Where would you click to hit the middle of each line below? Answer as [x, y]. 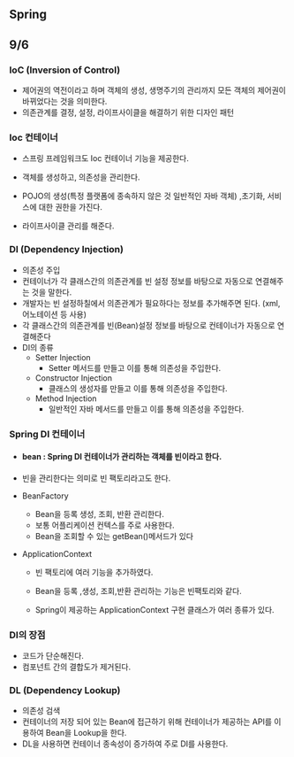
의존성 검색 [41, 711]
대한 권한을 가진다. [71, 207]
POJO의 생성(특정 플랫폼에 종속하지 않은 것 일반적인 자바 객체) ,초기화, [143, 196]
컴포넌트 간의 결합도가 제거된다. [76, 667]
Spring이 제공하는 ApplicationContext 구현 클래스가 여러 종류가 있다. [155, 609]
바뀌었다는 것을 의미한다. [64, 102]
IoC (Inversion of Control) [65, 70]
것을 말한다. [52, 292]
